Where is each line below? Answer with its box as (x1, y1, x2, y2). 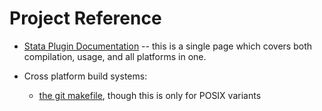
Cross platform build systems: (23, 70, 148, 82)
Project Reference (9, 7, 162, 30)
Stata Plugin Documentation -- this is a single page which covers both (23, 40, 313, 52)
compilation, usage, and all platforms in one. (23, 50, 207, 62)
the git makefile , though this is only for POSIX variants (38, 89, 262, 101)
